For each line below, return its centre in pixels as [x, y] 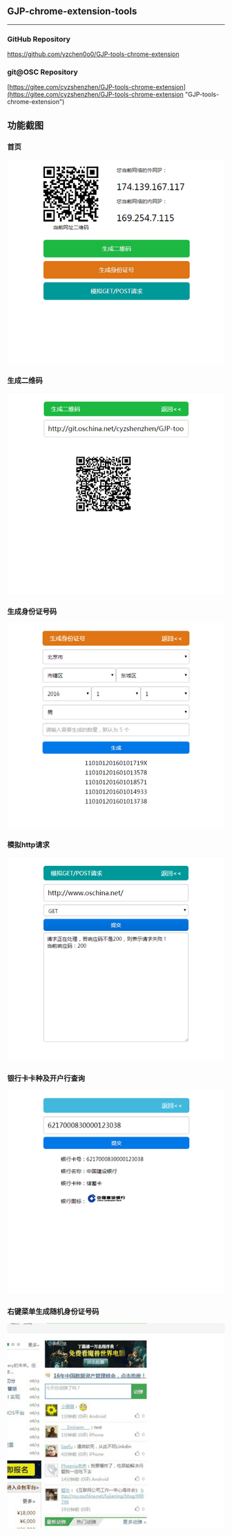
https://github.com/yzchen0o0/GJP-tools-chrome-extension [93, 54]
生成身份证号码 [32, 611]
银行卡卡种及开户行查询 [46, 1078]
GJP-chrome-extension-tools [72, 11]
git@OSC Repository [42, 72]
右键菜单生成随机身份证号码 [53, 1311]
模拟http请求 [28, 844]
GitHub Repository [39, 39]
